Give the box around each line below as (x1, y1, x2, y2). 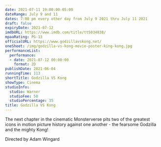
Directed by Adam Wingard (5, 136, 60, 142)
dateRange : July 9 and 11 (5, 12, 58, 17)
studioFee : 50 (9, 94, 38, 98)
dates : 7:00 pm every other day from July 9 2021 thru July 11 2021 (5, 16, 148, 21)
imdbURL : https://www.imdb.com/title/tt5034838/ (5, 30, 106, 35)
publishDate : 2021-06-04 (5, 67, 56, 72)
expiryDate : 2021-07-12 (5, 25, 54, 30)
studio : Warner (9, 89, 41, 94)
